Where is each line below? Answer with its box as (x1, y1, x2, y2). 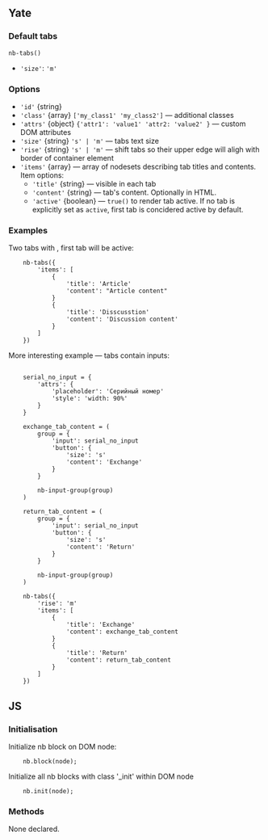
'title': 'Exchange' (65, 621, 136, 629)
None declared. (8, 824, 61, 834)
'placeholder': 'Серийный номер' (51, 388, 164, 396)
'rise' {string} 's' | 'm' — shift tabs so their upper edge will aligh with (19, 145, 260, 154)
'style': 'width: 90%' (51, 395, 128, 403)
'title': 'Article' (65, 280, 132, 288)
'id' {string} (19, 101, 62, 111)
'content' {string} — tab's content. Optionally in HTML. (31, 187, 216, 197)
